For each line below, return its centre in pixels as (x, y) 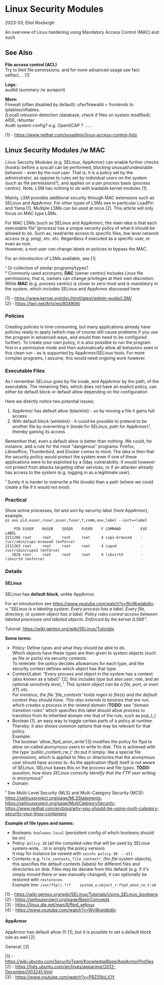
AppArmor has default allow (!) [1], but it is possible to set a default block (78, 932)
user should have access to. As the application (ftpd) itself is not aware (83, 762)
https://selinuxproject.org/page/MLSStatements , (54, 798)
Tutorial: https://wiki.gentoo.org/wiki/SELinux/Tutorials (60, 628)
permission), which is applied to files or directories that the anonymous (83, 757)
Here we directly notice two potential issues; (50, 401)
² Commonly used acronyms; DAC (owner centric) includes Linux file (74, 273)
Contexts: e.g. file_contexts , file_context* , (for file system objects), (82, 858)
